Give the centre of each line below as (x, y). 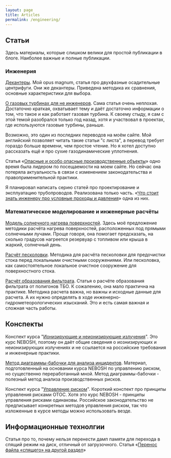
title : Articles (23, 15)
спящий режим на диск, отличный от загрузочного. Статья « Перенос (81, 445)
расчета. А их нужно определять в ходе (49, 297)
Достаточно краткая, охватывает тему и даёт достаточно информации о (85, 109)
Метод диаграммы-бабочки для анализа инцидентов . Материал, (76, 363)
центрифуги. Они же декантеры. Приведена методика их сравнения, (81, 88)
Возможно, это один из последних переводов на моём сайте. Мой (79, 135)
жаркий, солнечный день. (34, 244)
